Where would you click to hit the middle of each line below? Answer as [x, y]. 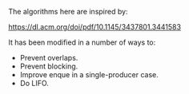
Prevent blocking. [49, 66]
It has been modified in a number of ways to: [82, 42]
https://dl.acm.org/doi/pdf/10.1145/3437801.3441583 [95, 27]
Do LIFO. [34, 83]
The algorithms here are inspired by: [68, 12]
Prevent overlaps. [49, 58]
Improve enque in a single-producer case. [89, 74]
